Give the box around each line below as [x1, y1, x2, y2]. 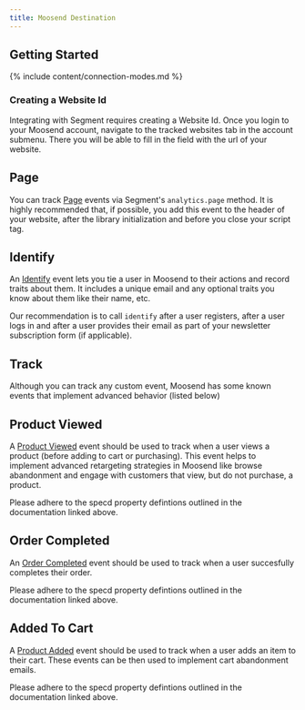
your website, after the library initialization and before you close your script [9, 213, 291, 224]
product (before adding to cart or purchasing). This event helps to [9, 450, 257, 461]
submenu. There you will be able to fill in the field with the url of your [9, 134, 268, 145]
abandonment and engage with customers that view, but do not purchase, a [9, 470, 294, 481]
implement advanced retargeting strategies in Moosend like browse [9, 460, 262, 471]
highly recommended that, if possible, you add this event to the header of [9, 204, 285, 215]
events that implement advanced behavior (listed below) [9, 390, 220, 401]
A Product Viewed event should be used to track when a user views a [9, 441, 270, 451]
